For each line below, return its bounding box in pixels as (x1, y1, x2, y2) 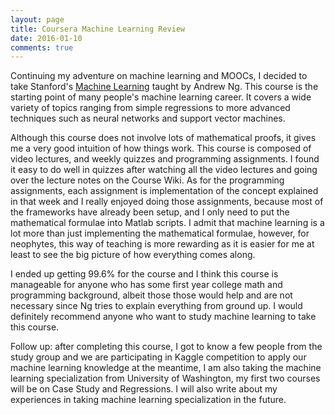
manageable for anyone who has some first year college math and (10, 279, 283, 291)
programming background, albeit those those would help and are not (10, 289, 293, 301)
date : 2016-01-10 (10, 33, 83, 43)
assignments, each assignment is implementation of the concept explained (10, 185, 319, 197)
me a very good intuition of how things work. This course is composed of (10, 142, 312, 155)
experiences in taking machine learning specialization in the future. (10, 394, 287, 406)
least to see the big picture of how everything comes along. (10, 249, 256, 261)
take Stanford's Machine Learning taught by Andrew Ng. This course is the (10, 81, 319, 93)
